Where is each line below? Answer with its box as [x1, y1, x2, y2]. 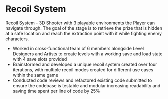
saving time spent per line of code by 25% [12, 88, 100, 94]
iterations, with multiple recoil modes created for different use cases [12, 66, 154, 73]
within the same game [12, 72, 59, 78]
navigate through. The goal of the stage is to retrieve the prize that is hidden [5, 25, 163, 31]
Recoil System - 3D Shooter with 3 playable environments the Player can [5, 20, 155, 26]
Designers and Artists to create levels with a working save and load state [12, 51, 163, 57]
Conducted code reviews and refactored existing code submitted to [12, 77, 152, 83]
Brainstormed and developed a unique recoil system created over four [12, 61, 157, 67]
